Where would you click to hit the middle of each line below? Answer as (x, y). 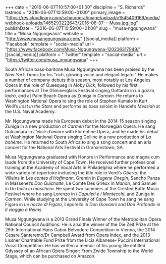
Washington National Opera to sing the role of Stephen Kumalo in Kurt (76, 101)
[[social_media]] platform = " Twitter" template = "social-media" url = (76, 54)
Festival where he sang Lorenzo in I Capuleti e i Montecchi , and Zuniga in (80, 194)
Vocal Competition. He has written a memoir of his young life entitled (75, 245)
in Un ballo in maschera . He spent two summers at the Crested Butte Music (82, 188)
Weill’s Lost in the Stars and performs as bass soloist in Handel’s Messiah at (83, 106)
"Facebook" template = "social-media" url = (50, 44)
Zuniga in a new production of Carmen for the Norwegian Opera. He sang (80, 126)
